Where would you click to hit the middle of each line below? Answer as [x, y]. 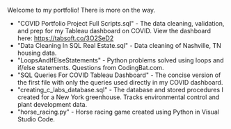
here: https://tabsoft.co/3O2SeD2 [65, 38]
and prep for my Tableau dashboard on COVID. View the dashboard [114, 31]
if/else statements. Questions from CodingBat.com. [91, 68]
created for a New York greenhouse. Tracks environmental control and [118, 97]
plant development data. [52, 104]
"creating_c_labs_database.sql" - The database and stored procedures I [120, 90]
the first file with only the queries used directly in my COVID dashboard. [120, 82]
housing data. [37, 53]
